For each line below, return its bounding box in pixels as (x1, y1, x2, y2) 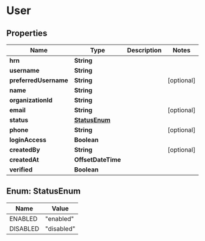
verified (9, 165, 33, 174)
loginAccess (9, 135, 47, 144)
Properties (6, 28, 48, 38)
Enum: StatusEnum (6, 186, 81, 196)
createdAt (9, 156, 40, 164)
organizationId (9, 96, 53, 104)
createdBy (9, 146, 41, 154)
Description (127, 46, 162, 54)
